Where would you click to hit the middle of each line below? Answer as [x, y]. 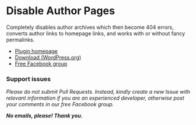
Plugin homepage [36, 51]
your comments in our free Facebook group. [60, 104]
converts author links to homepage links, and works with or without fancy [96, 33]
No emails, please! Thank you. [44, 116]
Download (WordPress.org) [48, 57]
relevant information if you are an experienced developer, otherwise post [95, 98]
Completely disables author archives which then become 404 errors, [90, 27]
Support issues [29, 79]
